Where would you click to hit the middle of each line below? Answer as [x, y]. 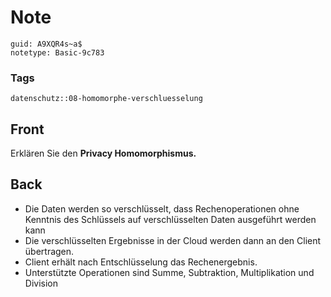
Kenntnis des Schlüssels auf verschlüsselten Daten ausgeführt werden [170, 219]
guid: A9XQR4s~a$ [46, 44]
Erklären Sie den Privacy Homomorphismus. [103, 153]
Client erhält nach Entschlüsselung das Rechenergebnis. [141, 262]
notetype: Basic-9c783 [57, 52]
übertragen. [49, 251]
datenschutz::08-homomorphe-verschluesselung [106, 99]
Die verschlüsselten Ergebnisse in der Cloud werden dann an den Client [173, 240]
